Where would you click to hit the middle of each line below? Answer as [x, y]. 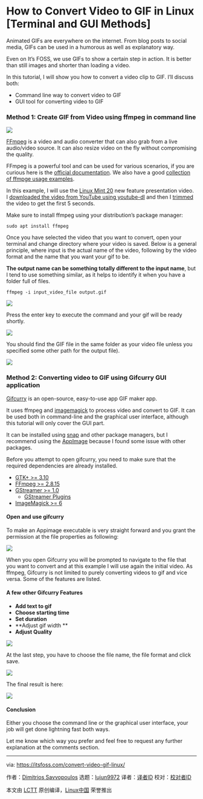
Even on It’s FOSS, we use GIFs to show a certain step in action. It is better [99, 59]
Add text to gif [33, 606]
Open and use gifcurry [35, 517]
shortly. [16, 321]
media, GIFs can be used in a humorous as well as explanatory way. [91, 47]
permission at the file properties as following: [63, 536]
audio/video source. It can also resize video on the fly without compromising [101, 148]
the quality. [20, 155]
